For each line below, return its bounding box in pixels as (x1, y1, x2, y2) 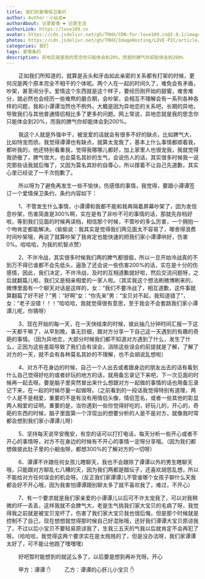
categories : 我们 (6, 43, 49, 49)
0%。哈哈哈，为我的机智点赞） (6, 241, 85, 248)
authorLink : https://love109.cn (6, 26, 88, 32)
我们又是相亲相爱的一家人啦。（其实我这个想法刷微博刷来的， (43, 276, 196, 284)
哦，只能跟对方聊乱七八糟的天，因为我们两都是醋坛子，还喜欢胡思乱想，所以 (6, 465, 199, 473)
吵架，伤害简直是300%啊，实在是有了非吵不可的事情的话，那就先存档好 (11, 210, 193, 217)
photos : (6, 37, 26, 43)
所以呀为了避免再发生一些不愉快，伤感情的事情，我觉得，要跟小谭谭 (18, 181, 190, 189)
